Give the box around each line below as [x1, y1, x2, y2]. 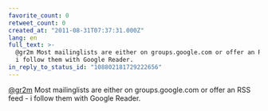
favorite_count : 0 [8, 11, 69, 20]
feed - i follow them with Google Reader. [8, 93, 141, 103]
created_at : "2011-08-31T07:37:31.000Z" [8, 26, 145, 34]
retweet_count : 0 [8, 19, 66, 27]
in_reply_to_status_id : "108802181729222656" [8, 63, 162, 71]
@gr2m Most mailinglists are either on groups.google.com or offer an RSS [8, 85, 251, 94]
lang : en [8, 33, 37, 42]
